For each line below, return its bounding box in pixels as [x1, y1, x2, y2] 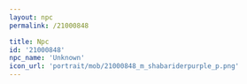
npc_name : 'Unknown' [9, 54, 86, 63]
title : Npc [9, 37, 50, 46]
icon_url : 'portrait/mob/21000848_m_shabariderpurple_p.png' [9, 62, 240, 71]
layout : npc [9, 12, 53, 22]
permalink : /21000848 [9, 21, 89, 30]
